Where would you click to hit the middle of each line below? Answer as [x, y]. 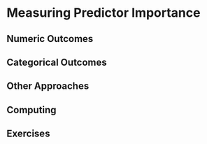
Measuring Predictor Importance [103, 13]
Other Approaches [48, 86]
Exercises [28, 134]
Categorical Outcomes [57, 62]
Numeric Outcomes [50, 39]
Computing [31, 110]
